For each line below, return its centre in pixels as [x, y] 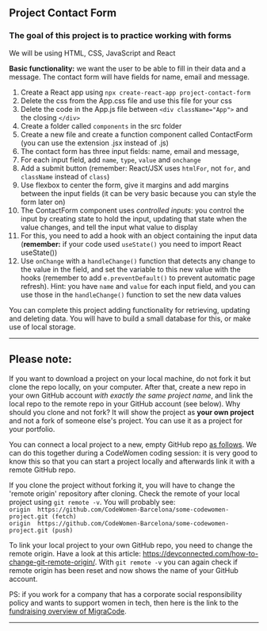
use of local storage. [42, 327]
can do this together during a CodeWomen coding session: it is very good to [133, 452]
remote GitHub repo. [42, 469]
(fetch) [64, 516]
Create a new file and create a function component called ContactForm [136, 134]
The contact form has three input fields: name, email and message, [130, 151]
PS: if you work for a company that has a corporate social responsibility [126, 594]
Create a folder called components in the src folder [101, 125]
